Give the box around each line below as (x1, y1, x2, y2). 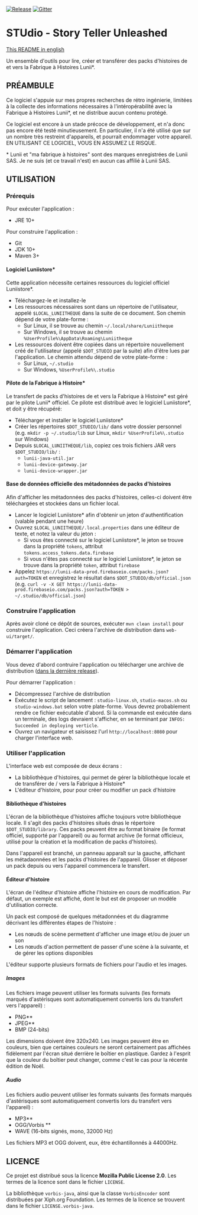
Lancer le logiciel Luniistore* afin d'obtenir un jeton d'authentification (14, 512, 184, 519)
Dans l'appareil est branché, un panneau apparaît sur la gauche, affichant (6, 849, 185, 857)
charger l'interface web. (14, 734, 74, 741)
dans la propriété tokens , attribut (23, 543, 103, 550)
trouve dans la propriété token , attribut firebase (23, 562, 140, 569)
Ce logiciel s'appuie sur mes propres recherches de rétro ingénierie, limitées (6, 96, 193, 104)
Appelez (14, 568, 35, 575)
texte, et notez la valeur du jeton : (14, 530, 96, 538)
